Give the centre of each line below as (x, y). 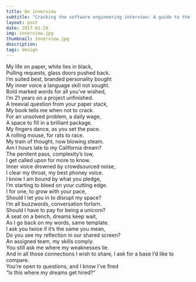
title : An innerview (31, 11)
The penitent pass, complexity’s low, (50, 154)
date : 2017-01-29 (27, 28)
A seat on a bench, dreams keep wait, (52, 216)
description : (22, 45)
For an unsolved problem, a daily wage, (54, 116)
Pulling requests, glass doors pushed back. (58, 73)
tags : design (22, 50)
